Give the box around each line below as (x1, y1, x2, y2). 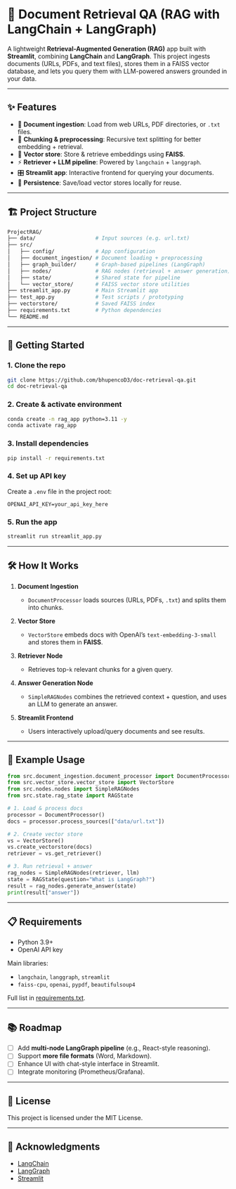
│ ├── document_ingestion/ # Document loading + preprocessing (7, 254, 202, 262)
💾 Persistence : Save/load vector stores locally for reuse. (17, 178, 182, 187)
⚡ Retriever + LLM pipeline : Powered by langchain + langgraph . (17, 157, 202, 166)
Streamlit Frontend (17, 713, 74, 722)
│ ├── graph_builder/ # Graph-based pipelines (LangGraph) (7, 261, 206, 268)
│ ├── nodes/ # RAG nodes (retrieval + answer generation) (7, 267, 231, 275)
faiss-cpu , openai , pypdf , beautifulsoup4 (17, 980, 136, 989)
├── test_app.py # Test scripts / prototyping (7, 294, 184, 301)
